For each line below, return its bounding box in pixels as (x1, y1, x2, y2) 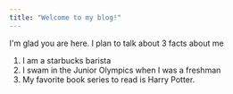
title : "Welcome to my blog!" (9, 13, 122, 22)
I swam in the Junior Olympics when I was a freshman (21, 64, 221, 75)
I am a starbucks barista (21, 55, 112, 65)
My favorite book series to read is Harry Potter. (21, 73, 196, 85)
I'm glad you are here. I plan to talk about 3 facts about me (9, 38, 225, 48)
